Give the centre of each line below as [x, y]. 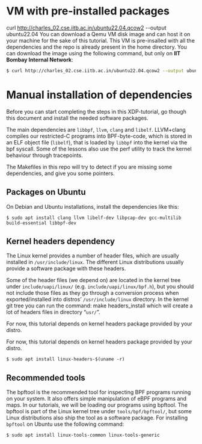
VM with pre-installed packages [88, 11]
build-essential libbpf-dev [41, 223]
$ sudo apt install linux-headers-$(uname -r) [66, 359]
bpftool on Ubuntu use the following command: [65, 424]
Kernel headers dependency [61, 241]
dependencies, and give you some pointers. [61, 173]
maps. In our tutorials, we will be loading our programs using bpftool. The [97, 405]
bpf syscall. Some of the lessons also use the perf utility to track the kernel [99, 149]
